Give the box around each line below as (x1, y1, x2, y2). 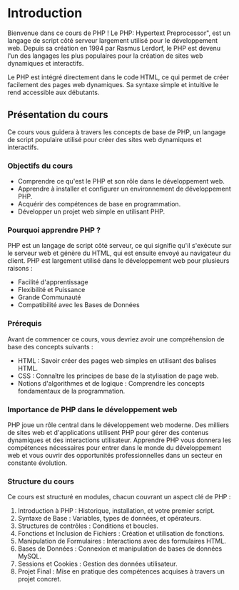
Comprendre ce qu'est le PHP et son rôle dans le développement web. (17, 177, 225, 186)
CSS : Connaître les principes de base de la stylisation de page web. (17, 371, 219, 380)
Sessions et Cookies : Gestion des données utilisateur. (17, 559, 178, 569)
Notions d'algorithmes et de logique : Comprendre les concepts (17, 379, 205, 387)
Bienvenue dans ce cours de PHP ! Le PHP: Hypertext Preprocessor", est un (7, 29, 230, 37)
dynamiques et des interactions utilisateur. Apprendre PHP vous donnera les (7, 436, 232, 444)
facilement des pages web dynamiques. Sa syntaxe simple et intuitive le (7, 80, 219, 89)
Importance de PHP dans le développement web (7, 404, 178, 414)
